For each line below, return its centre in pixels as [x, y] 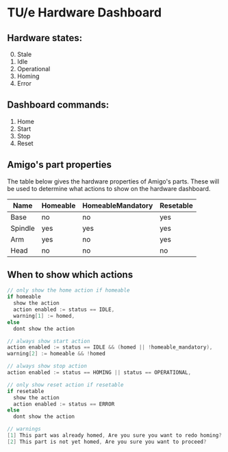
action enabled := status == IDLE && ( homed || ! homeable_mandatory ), [110, 347]
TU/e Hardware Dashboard [85, 13]
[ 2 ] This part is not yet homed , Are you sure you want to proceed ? [107, 442]
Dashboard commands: [58, 105]
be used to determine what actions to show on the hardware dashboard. [109, 188]
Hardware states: [45, 38]
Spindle [23, 228]
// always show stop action [47, 366]
